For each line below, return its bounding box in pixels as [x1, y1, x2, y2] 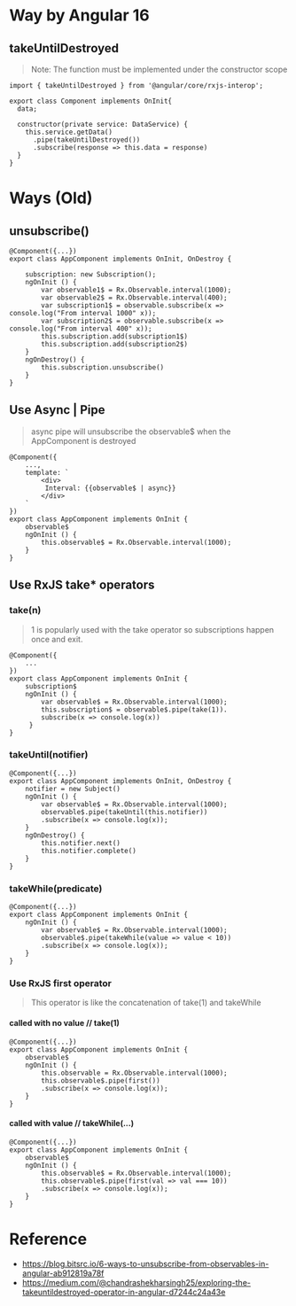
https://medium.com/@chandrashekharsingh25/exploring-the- [21, 1277, 251, 1287]
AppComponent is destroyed [30, 435, 136, 446]
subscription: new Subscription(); [25, 270, 157, 279]
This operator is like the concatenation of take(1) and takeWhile [30, 998, 261, 1008]
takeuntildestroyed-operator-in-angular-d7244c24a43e [21, 1287, 226, 1297]
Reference [9, 1229, 87, 1249]
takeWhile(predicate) [9, 882, 103, 895]
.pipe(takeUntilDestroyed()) [32, 136, 141, 144]
